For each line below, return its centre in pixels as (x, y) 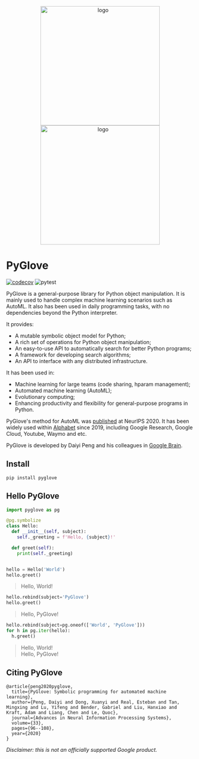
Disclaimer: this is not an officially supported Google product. (82, 749)
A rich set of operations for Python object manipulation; (83, 342)
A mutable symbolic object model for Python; (70, 336)
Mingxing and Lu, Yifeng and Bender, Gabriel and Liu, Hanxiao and (92, 707)
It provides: (20, 324)
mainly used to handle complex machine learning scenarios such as (89, 300)
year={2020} (27, 733)
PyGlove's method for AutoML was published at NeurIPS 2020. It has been (98, 421)
